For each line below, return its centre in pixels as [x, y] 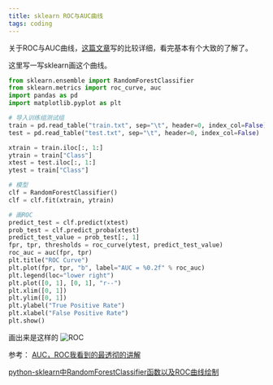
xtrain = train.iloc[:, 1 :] [56, 147]
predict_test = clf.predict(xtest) [69, 222]
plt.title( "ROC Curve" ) [49, 260]
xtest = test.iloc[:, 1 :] [52, 163]
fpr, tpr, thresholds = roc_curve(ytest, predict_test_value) [116, 245]
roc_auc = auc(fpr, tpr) [50, 253]
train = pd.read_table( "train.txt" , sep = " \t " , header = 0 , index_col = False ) [138, 125]
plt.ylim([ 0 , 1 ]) [38, 298]
